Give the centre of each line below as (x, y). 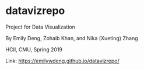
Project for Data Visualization (40, 27)
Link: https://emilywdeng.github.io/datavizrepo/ (63, 61)
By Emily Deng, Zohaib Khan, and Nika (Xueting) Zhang (72, 38)
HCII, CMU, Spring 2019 (34, 49)
